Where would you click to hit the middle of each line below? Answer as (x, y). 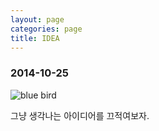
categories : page (46, 29)
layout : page (37, 19)
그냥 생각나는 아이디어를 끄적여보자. (80, 115)
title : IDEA (35, 38)
